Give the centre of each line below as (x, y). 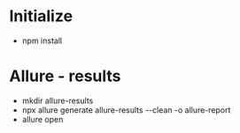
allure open (43, 119)
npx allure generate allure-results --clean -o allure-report (126, 110)
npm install (42, 41)
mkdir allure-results (58, 100)
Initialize (41, 16)
